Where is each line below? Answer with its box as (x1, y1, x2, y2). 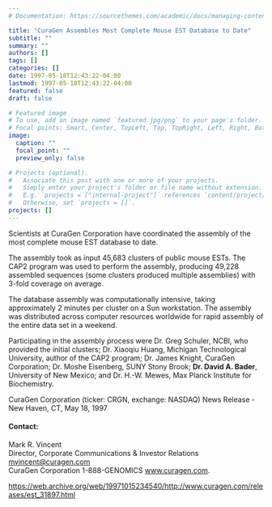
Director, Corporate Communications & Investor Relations (8, 448, 199, 458)
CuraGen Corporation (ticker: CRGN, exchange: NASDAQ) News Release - (8, 394, 256, 404)
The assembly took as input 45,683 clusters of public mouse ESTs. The (8, 253, 246, 262)
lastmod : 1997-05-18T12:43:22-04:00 (8, 79, 132, 87)
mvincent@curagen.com (8, 457, 91, 467)
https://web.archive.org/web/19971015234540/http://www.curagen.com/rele (8, 481, 264, 491)
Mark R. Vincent (8, 439, 62, 449)
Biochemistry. (8, 378, 54, 389)
